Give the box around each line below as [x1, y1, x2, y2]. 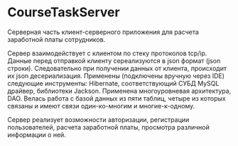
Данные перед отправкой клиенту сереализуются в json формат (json [7, 56, 221, 64]
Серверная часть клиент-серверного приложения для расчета [7, 28, 199, 36]
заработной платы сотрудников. [7, 35, 106, 43]
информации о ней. [7, 130, 66, 139]
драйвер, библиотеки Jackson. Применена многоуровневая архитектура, [7, 86, 232, 95]
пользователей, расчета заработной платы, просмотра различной [7, 123, 210, 131]
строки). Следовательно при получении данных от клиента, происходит [7, 64, 227, 72]
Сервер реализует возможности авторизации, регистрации [7, 115, 190, 124]
